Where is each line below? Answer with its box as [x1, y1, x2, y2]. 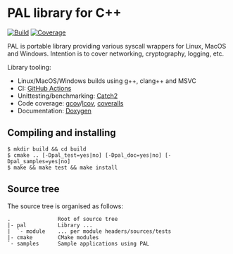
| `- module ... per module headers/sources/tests [7, 227, 172, 235]
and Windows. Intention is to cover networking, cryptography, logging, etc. [7, 49, 225, 58]
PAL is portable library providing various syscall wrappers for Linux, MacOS [7, 42, 227, 50]
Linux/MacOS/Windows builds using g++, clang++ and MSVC [17, 76, 197, 85]
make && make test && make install [13, 164, 118, 171]
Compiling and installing [7, 127, 116, 139]
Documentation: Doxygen [17, 106, 92, 115]
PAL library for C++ [7, 5, 122, 21]
